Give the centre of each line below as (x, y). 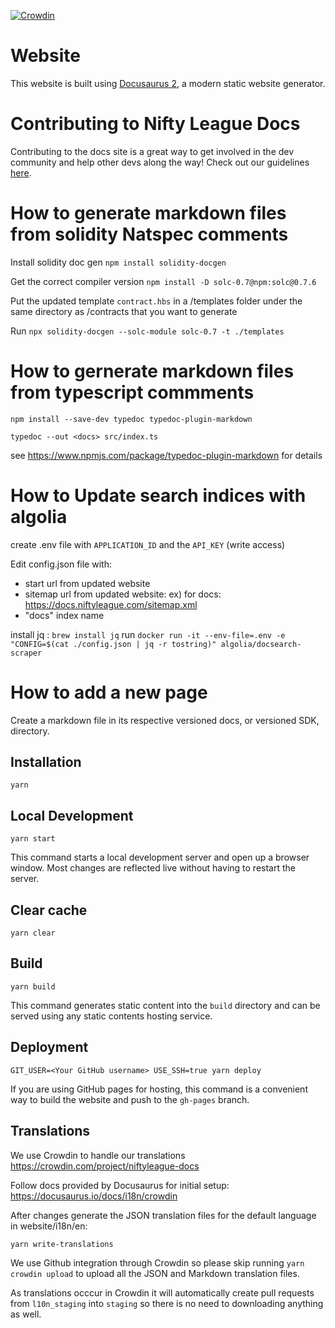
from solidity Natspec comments (149, 234)
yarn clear (33, 933)
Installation (46, 762)
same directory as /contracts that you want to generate (124, 311)
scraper (26, 653)
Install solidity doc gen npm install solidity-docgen (118, 262)
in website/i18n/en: (49, 1226)
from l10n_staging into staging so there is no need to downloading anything (167, 1303)
